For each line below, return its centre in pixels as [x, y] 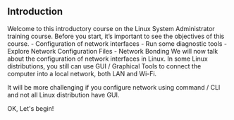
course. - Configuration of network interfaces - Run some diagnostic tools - [117, 43]
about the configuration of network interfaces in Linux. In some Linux [107, 59]
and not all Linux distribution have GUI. [63, 95]
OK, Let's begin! [31, 108]
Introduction [35, 12]
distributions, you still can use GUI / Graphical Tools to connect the [104, 66]
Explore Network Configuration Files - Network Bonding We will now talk [113, 51]
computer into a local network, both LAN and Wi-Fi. [82, 73]
